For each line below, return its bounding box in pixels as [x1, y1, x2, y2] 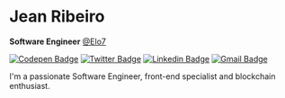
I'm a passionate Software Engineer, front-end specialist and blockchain [9, 70, 276, 82]
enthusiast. [9, 80, 51, 91]
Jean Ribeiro [9, 6, 105, 27]
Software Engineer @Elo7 [9, 36, 106, 47]
